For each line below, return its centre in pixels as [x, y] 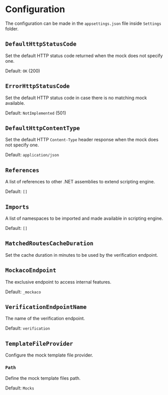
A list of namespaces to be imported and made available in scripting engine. [84, 218]
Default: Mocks [20, 388]
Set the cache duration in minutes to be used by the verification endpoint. [82, 255]
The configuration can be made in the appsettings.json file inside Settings [83, 23]
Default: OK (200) [23, 71]
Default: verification [28, 328]
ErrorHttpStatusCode [38, 86]
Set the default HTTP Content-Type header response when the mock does [82, 140]
